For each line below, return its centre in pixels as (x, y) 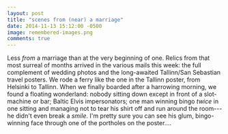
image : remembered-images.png (50, 32)
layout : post (26, 13)
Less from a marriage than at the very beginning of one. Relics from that (109, 58)
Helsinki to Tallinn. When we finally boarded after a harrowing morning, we (112, 87)
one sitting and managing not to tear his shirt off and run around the (102, 109)
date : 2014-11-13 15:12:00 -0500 (55, 26)
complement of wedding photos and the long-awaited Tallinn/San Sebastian (114, 73)
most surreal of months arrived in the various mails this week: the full (104, 65)
